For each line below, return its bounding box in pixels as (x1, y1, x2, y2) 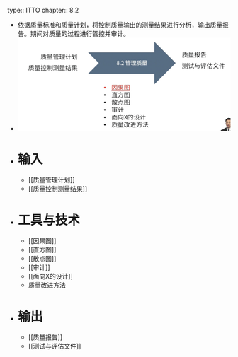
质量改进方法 (28, 281, 66, 289)
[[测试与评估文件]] (28, 342, 81, 351)
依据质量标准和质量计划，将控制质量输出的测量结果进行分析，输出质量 (17, 21, 223, 29)
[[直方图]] (28, 245, 57, 254)
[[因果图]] (28, 237, 57, 245)
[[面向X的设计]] (28, 272, 73, 281)
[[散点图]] (28, 254, 57, 263)
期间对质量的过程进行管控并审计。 (30, 30, 130, 37)
